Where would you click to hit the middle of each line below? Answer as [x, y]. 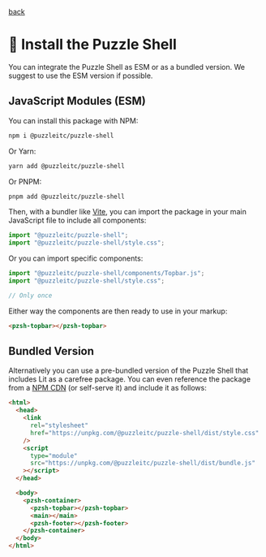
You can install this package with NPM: [73, 120]
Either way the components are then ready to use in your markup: [118, 311]
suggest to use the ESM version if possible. [81, 76]
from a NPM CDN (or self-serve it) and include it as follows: [107, 388]
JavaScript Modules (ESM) [77, 101]
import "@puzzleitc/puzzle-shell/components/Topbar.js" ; [107, 274]
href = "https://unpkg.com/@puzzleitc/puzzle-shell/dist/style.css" [144, 433]
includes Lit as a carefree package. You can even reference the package [130, 379]
